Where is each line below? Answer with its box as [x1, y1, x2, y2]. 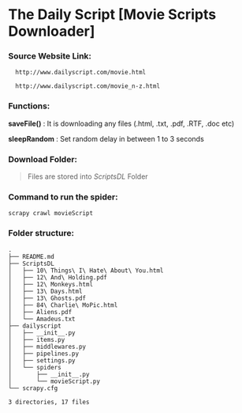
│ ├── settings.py [8, 356, 76, 365]
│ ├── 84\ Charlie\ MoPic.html [8, 301, 118, 309]
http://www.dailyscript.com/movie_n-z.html [15, 82, 160, 90]
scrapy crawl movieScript [8, 210, 93, 218]
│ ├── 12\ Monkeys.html [8, 280, 93, 288]
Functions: [8, 100, 50, 112]
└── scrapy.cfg [8, 384, 58, 392]
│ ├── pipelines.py [8, 350, 80, 358]
